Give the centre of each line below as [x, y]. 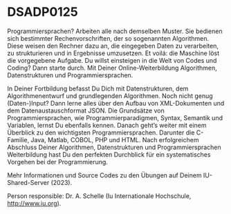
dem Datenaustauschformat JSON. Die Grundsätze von [86, 110]
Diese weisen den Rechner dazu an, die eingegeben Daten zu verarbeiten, [113, 46]
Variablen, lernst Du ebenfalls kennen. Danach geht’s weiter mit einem [107, 125]
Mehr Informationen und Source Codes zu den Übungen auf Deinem [104, 175]
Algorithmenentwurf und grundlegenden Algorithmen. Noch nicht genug [110, 96]
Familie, [18, 139]
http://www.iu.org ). [34, 203]
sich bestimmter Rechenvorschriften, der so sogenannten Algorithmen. [108, 38]
